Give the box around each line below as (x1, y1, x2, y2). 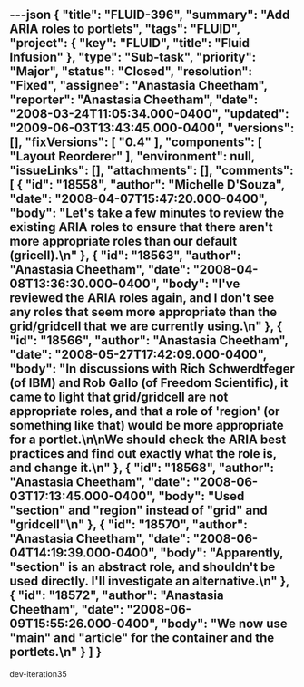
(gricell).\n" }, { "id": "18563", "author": (9, 248, 241, 264)
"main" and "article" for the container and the (9, 630, 275, 646)
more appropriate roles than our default (9, 234, 238, 249)
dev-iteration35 (9, 668, 67, 679)
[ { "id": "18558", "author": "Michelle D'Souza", (9, 177, 286, 193)
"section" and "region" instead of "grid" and (9, 503, 268, 518)
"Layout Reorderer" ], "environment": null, (9, 149, 256, 164)
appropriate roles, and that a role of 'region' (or (9, 403, 280, 420)
